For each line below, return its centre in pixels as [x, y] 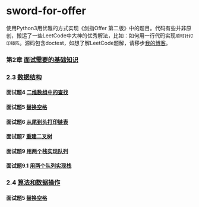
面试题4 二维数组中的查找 [37, 93]
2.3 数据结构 [24, 77]
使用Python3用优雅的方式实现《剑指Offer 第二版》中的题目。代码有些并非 [96, 28]
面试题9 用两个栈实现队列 [37, 151]
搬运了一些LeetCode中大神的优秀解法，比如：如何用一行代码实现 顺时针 [102, 35]
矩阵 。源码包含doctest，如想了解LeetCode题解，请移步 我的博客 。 [91, 43]
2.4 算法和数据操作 [33, 183]
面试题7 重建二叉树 [29, 136]
